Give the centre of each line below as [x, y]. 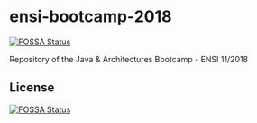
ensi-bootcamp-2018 [91, 17]
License [32, 88]
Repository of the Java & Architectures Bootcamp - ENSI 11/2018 [129, 59]
